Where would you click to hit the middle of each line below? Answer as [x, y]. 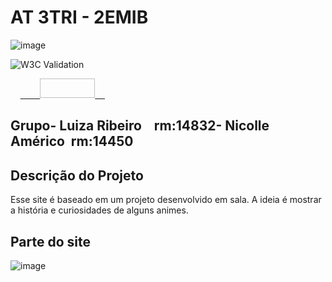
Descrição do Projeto [77, 175]
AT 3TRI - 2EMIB [79, 17]
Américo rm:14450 [72, 141]
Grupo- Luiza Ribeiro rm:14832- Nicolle [140, 126]
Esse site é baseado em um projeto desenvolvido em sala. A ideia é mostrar [166, 200]
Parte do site [50, 241]
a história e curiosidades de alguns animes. [99, 210]
